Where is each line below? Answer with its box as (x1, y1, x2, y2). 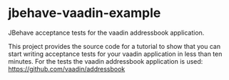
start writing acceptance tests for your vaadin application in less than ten (8, 50, 223, 58)
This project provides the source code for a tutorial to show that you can (8, 42, 220, 50)
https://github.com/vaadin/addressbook (8, 64, 126, 73)
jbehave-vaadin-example (8, 5, 161, 21)
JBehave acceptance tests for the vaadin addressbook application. (8, 28, 205, 37)
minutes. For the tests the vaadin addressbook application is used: (8, 57, 203, 65)
